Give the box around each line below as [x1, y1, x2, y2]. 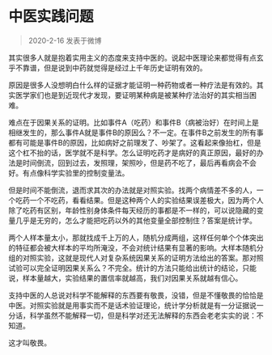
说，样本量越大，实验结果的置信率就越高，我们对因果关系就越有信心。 [8, 273, 243, 283]
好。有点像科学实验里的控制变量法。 [8, 167, 130, 178]
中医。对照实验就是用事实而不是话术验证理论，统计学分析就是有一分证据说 [8, 300, 257, 310]
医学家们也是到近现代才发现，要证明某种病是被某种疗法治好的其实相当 [15, 90, 249, 99]
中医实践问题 [8, 7, 95, 26]
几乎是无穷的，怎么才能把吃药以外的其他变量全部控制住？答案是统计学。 [15, 215, 257, 225]
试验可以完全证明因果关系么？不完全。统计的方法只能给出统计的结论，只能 [8, 263, 257, 273]
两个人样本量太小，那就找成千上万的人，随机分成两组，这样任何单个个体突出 [8, 232, 264, 243]
